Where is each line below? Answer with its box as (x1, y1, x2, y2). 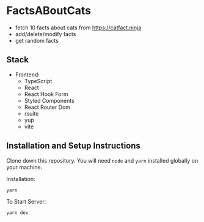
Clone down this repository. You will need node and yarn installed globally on (6, 157, 199, 164)
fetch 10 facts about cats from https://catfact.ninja (15, 24, 142, 31)
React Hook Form (24, 90, 68, 98)
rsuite (24, 109, 39, 117)
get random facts (15, 37, 59, 44)
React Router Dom (24, 103, 71, 111)
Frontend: (15, 71, 40, 78)
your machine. (6, 163, 43, 171)
